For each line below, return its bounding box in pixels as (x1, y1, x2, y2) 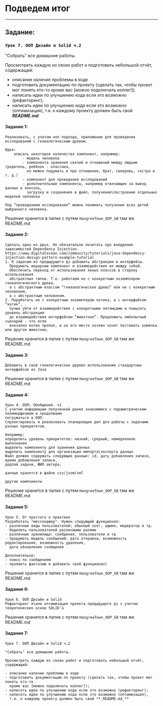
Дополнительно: (5, 553, 36, 558)
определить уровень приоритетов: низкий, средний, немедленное (5, 437, 136, 442)
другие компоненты (5, 479, 42, 484)
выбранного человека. (5, 207, 49, 212)
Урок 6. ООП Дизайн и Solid (5, 597, 62, 602)
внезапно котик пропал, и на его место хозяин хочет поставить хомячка (9, 323, 158, 328)
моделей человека (5, 194, 40, 199)
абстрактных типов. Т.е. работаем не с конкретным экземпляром (9, 276, 140, 282)
